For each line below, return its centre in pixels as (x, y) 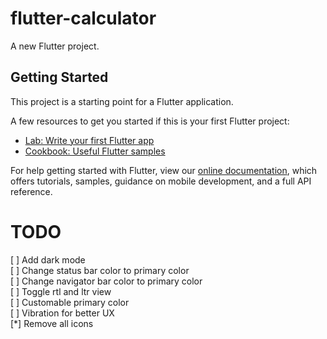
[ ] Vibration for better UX (62, 313)
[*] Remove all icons (52, 323)
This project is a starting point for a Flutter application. (122, 101)
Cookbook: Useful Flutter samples (95, 151)
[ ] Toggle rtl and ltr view (61, 291)
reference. (31, 191)
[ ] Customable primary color (70, 302)
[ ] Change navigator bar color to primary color (106, 281)
